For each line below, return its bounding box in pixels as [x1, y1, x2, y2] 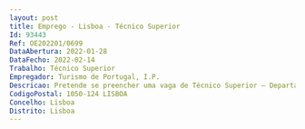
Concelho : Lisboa [9, 97, 75, 107]
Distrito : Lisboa [9, 106, 75, 115]
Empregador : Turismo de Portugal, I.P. [9, 73, 161, 82]
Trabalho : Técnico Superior [9, 64, 116, 74]
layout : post [9, 13, 59, 23]
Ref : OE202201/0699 [9, 38, 84, 48]
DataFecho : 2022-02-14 [9, 55, 95, 64]
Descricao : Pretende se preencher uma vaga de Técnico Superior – [9, 81, 266, 90]
